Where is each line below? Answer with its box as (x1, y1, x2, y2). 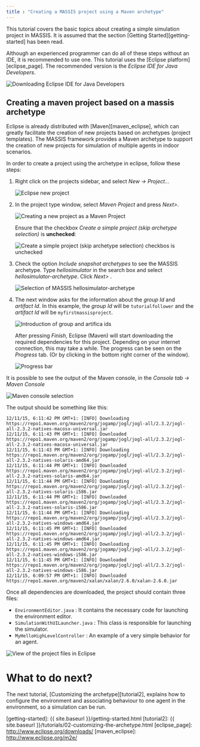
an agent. (14, 639, 39, 646)
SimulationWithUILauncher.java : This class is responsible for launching (14, 619, 192, 627)
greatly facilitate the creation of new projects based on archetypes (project (6, 129, 191, 137)
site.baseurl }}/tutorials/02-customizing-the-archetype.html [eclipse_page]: (6, 721, 193, 728)
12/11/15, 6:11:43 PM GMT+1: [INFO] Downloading (6, 447, 130, 453)
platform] (167, 56, 190, 63)
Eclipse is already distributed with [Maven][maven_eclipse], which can (6, 123, 179, 130)
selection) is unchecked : (14, 231, 76, 238)
